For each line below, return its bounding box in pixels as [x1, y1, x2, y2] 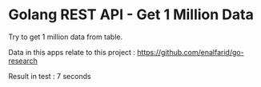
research [8, 56, 38, 65]
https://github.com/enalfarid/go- [137, 47, 244, 57]
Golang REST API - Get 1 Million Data [8, 6, 254, 24]
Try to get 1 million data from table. [8, 32, 123, 42]
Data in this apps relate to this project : [8, 47, 136, 57]
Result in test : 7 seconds [8, 71, 91, 81]
